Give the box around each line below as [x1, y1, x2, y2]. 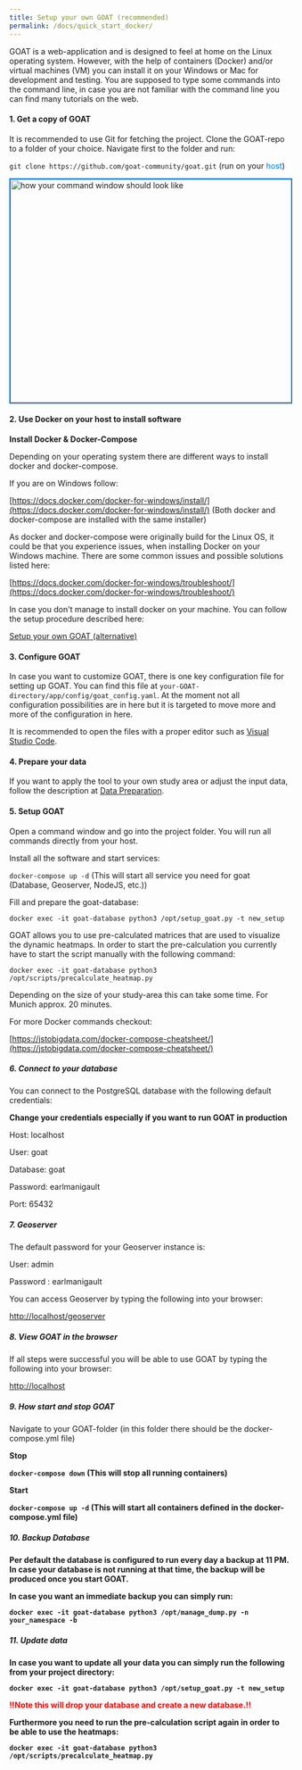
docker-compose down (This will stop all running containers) [9, 1467, 228, 1478]
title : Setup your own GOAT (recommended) [9, 12, 169, 22]
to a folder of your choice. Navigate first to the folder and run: [9, 143, 236, 154]
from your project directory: [9, 1666, 115, 1678]
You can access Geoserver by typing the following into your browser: [9, 1293, 264, 1304]
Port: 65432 [9, 1199, 53, 1209]
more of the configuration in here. [9, 709, 134, 719]
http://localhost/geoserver [9, 1311, 106, 1322]
